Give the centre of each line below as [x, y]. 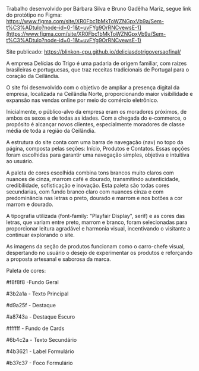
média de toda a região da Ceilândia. [51, 131]
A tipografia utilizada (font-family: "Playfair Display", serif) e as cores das [96, 216]
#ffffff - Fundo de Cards [35, 328]
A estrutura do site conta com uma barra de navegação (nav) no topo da [95, 142]
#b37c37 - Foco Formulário [40, 363]
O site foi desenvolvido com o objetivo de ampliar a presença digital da [93, 88]
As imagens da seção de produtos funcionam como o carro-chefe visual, [96, 246]
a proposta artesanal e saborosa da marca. [59, 259]
